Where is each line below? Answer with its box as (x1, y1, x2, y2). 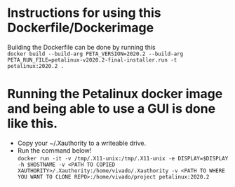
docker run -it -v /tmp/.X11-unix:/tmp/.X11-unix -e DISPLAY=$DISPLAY (17, 155, 229, 162)
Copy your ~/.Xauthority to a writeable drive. (17, 139, 147, 147)
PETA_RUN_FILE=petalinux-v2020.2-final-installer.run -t (7, 56, 177, 64)
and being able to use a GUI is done (7, 101, 216, 117)
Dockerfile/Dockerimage (7, 20, 154, 36)
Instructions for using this (7, 5, 161, 21)
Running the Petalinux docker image (7, 86, 223, 102)
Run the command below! (17, 146, 92, 155)
